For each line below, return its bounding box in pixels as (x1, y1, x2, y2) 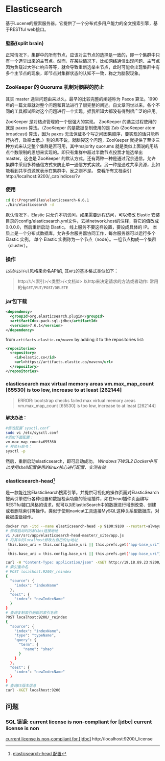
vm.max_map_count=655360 (5, 439, 56, 444)
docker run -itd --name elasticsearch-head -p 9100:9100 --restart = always (5, 524, 162, 529)
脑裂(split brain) (5, 40, 44, 47)
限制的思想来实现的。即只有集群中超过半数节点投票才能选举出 (18, 149, 143, 155)
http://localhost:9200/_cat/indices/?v (5, 173, 80, 179)
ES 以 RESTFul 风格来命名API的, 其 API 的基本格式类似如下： (5, 268, 119, 274)
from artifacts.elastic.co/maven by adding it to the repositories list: (5, 336, 144, 342)
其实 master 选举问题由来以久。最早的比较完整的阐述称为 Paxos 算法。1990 (5, 96, 158, 101)
